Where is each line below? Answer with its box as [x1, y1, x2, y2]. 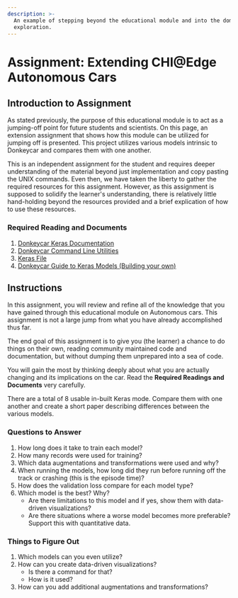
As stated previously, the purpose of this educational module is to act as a [7, 116, 224, 125]
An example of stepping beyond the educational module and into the [13, 17, 220, 24]
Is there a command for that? [28, 568, 113, 576]
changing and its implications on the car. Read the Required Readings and [7, 373, 225, 382]
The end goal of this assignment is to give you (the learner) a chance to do [7, 337, 225, 346]
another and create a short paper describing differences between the [7, 402, 210, 411]
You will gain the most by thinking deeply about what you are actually [7, 366, 210, 374]
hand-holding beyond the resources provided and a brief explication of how [7, 198, 229, 206]
